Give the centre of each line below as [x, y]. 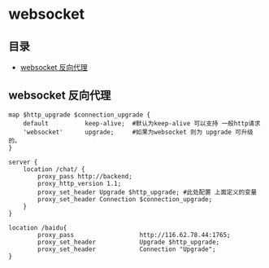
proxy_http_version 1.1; [80, 183]
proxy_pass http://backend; [85, 176]
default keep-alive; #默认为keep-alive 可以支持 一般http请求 [142, 123]
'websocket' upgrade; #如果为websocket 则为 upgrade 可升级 [138, 132]
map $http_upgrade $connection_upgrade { [80, 115]
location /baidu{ [38, 228]
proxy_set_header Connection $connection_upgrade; [125, 199]
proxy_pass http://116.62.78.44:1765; [134, 235]
